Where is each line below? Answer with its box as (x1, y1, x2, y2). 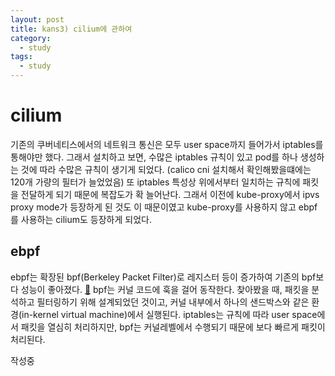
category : (10, 33, 52, 43)
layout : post (10, 14, 65, 25)
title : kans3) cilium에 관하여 (10, 24, 133, 34)
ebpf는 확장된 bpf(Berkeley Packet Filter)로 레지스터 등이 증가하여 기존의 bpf (10, 271, 317, 283)
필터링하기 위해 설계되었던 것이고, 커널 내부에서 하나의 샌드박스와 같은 (36, 296, 310, 308)
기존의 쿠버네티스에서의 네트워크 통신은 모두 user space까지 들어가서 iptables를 (10, 138, 324, 150)
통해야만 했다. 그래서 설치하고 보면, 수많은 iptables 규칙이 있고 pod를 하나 (10, 151, 298, 163)
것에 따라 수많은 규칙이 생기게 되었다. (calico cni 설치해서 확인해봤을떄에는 (20, 163, 312, 175)
